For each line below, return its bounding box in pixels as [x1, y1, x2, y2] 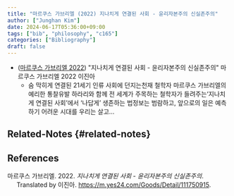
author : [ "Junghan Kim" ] [7, 17, 80, 24]
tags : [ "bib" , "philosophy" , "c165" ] [7, 30, 118, 37]
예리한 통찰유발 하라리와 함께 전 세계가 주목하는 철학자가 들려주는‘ [27, 90, 209, 98]
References [7, 152, 59, 164]
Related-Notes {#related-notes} [7, 128, 152, 140]
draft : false [7, 43, 46, 50]
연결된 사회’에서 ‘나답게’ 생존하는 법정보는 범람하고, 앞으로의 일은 [35, 99, 214, 106]
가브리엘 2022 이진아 [36, 72, 95, 80]
